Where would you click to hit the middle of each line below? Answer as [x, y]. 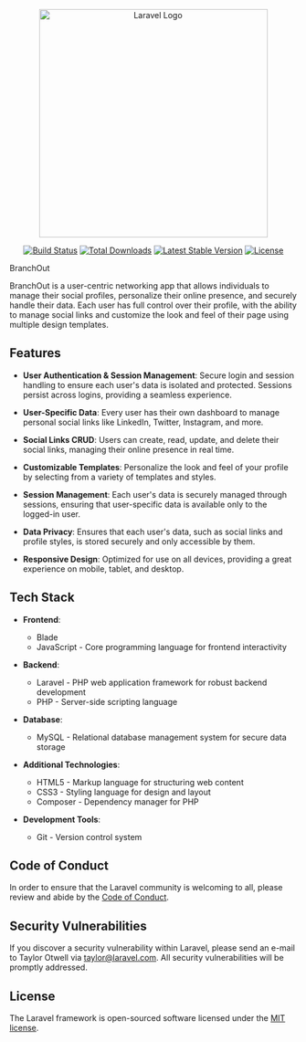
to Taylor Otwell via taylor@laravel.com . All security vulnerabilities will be [147, 958]
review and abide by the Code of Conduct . [89, 897]
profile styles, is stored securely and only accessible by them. [139, 541]
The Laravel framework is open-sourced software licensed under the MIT [148, 1018]
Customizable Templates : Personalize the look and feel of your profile [156, 467]
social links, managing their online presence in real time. [128, 449]
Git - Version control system [89, 837]
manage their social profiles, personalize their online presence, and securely [153, 295]
